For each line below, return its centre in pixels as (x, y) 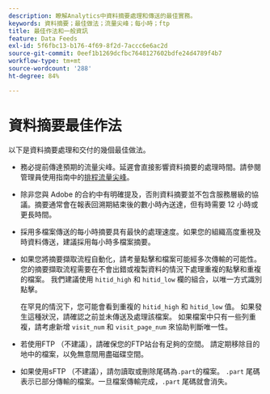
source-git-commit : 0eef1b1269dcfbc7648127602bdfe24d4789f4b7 (115, 53)
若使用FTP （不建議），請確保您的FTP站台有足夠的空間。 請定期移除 (133, 344)
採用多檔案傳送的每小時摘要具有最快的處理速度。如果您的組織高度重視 (137, 231)
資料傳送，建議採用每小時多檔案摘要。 (91, 241)
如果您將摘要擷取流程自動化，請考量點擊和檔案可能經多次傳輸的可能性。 (140, 259)
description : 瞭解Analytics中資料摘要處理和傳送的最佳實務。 (102, 16)
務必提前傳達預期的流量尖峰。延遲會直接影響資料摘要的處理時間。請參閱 (140, 167)
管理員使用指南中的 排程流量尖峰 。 (77, 177)
